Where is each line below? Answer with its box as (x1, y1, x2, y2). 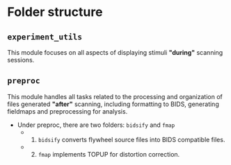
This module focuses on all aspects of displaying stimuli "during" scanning (7, 49, 223, 56)
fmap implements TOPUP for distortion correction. (38, 150, 180, 158)
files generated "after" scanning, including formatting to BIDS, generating (7, 100, 219, 108)
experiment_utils (7, 32, 82, 42)
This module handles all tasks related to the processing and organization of (7, 92, 223, 101)
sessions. (7, 56, 35, 64)
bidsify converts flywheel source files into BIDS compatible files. (38, 135, 225, 144)
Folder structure (7, 4, 103, 20)
